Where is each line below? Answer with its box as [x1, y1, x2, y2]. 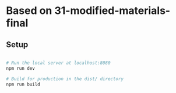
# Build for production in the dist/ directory [6, 76, 124, 82]
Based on [6, 4, 52, 17]
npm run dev [6, 65, 35, 71]
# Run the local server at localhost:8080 [6, 60, 111, 66]
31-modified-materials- [54, 4, 171, 17]
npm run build [6, 81, 41, 87]
